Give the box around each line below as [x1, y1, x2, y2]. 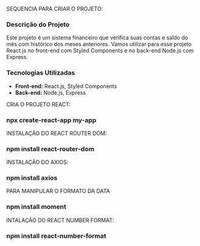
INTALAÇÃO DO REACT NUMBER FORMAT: [6, 216, 114, 224]
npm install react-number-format [6, 231, 106, 240]
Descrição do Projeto [6, 20, 70, 29]
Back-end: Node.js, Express [15, 89, 86, 96]
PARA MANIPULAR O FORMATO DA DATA [6, 188, 111, 195]
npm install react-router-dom [6, 145, 95, 153]
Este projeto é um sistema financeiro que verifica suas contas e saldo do [6, 34, 188, 41]
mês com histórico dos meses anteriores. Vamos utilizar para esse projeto [6, 41, 192, 48]
